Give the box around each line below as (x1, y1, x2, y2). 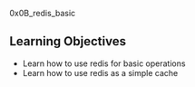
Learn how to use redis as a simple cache (22, 67, 179, 78)
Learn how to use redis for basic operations (22, 58, 186, 69)
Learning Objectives (9, 34, 127, 49)
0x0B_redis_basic (9, 8, 76, 18)
